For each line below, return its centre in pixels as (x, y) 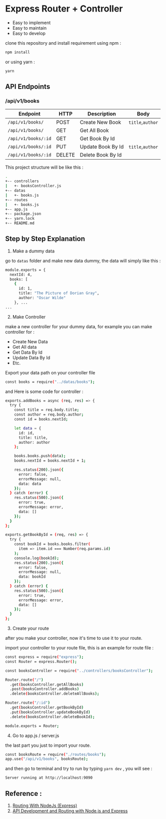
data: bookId (32, 577)
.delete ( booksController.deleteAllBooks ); (54, 694)
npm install (17, 52)
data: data (30, 484)
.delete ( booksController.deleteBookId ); (52, 717)
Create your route (30, 628)
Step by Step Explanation (45, 239)
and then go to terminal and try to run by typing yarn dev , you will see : (79, 769)
